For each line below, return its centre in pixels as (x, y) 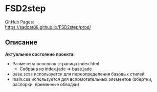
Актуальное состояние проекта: (40, 54)
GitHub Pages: (20, 22)
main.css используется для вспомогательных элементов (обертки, (82, 79)
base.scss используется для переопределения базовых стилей (78, 74)
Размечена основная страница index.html (56, 63)
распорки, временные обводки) (46, 84)
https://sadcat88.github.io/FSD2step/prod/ (48, 27)
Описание (21, 43)
